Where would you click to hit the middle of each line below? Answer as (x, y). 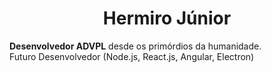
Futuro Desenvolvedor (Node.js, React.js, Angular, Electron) (132, 56)
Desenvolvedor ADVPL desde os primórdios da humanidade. (135, 46)
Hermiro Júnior (167, 18)
